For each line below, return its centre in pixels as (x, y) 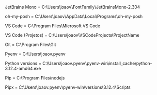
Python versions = (23, 63)
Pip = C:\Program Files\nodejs (35, 78)
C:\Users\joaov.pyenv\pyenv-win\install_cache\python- (97, 63)
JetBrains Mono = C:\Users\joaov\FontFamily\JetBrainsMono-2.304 (72, 7)
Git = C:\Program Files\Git (31, 45)
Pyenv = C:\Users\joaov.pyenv (35, 54)
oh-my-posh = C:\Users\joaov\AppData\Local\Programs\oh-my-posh (74, 16)
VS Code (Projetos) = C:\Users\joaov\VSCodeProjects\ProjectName (72, 35)
